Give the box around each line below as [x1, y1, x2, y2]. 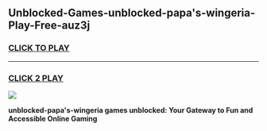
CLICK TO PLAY [8, 43, 70, 54]
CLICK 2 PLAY [8, 72, 64, 83]
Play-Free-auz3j [8, 19, 91, 33]
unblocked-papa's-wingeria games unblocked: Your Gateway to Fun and [8, 105, 253, 114]
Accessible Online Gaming [8, 114, 98, 123]
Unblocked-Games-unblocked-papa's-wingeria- [8, 6, 256, 20]
